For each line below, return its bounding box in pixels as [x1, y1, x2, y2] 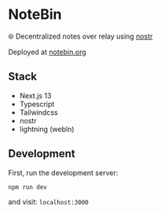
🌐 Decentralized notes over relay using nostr [8, 31, 153, 41]
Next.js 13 [19, 90, 52, 100]
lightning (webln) [19, 124, 75, 134]
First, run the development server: [8, 167, 119, 178]
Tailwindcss [19, 108, 58, 117]
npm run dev [8, 183, 47, 191]
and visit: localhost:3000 [8, 197, 89, 207]
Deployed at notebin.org [8, 47, 86, 57]
